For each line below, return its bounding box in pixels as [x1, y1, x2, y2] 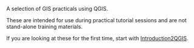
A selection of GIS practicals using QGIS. [6, 5, 109, 12]
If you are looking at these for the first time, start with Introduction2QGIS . [6, 35, 189, 41]
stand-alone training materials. [6, 23, 83, 30]
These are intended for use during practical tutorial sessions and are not [6, 17, 187, 23]
